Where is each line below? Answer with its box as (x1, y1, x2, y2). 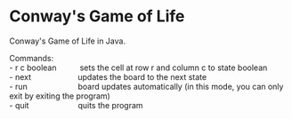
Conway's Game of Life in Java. (9, 36, 126, 46)
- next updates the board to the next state (9, 71, 207, 82)
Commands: (9, 52, 54, 63)
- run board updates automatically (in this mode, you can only (9, 81, 284, 91)
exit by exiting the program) (9, 91, 111, 101)
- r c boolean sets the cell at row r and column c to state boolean (9, 62, 268, 73)
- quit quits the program (9, 99, 144, 110)
